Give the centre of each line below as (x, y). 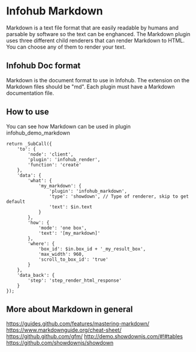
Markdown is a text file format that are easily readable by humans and (92, 28)
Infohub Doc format (43, 66)
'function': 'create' (55, 165)
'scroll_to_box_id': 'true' (73, 259)
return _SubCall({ (29, 144)
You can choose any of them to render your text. (66, 47)
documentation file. (30, 93)
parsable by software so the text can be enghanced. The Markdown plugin (98, 34)
